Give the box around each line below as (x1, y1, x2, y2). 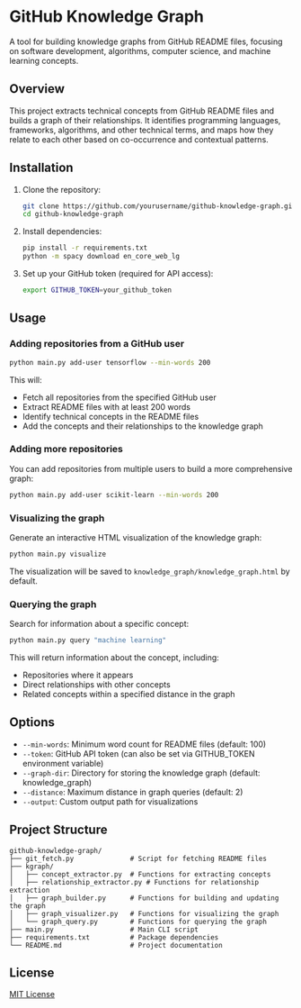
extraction (9, 885, 50, 894)
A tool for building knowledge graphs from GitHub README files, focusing (9, 36, 283, 47)
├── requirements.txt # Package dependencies (9, 932, 219, 942)
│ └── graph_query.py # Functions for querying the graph (9, 917, 268, 926)
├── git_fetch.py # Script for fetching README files (9, 854, 268, 863)
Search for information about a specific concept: (9, 619, 190, 630)
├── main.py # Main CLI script (9, 925, 199, 934)
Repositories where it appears (22, 669, 134, 681)
